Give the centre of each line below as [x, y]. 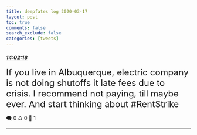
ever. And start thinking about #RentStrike [93, 104]
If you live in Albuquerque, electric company [97, 72]
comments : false [26, 28]
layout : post [22, 17]
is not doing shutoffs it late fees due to [86, 83]
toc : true [18, 22]
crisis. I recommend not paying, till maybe [92, 94]
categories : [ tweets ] [33, 39]
